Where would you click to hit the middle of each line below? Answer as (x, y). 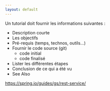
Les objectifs (25, 38)
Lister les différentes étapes (40, 63)
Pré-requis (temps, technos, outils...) (49, 43)
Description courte (31, 32)
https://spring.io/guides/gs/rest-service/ (46, 83)
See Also (21, 74)
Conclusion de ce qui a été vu (42, 69)
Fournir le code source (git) (39, 48)
